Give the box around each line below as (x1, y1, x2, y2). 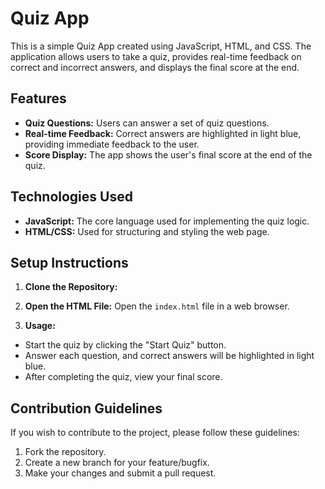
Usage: (24, 320, 56, 332)
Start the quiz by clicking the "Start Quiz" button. (24, 339, 227, 351)
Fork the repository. (24, 446, 107, 458)
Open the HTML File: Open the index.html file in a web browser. (24, 300, 290, 312)
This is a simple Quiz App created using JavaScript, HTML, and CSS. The (10, 40, 312, 52)
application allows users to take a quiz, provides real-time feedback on (10, 50, 302, 62)
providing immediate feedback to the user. (24, 138, 200, 150)
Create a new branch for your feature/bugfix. (24, 457, 210, 469)
